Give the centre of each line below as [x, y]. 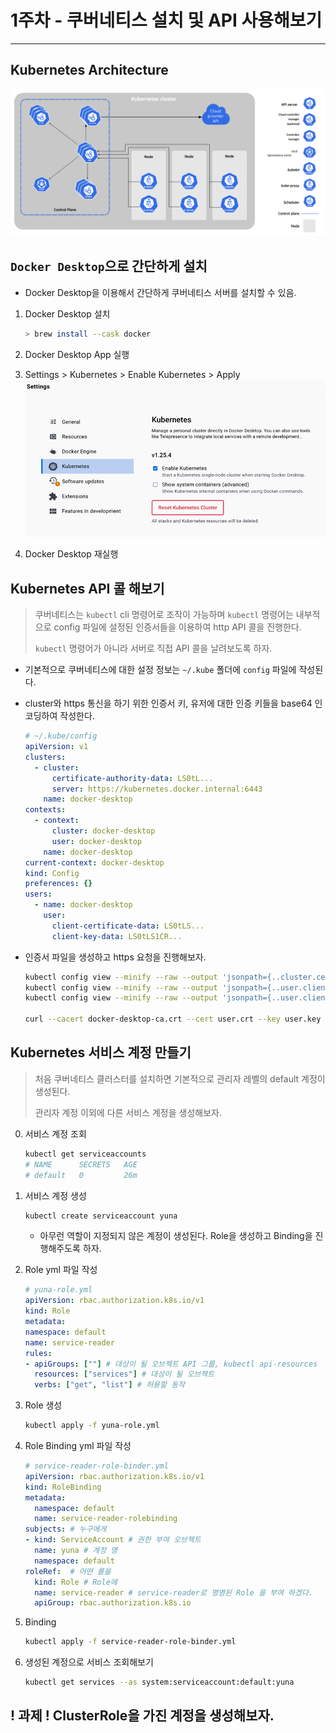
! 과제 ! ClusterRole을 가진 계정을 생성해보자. [142, 1716]
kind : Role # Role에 [76, 1582]
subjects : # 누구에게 [65, 1529]
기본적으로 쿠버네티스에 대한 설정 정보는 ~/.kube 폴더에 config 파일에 [160, 670]
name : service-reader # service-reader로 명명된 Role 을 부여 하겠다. [174, 1592]
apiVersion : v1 [56, 747]
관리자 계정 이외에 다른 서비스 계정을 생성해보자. [128, 1112]
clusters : [45, 757]
